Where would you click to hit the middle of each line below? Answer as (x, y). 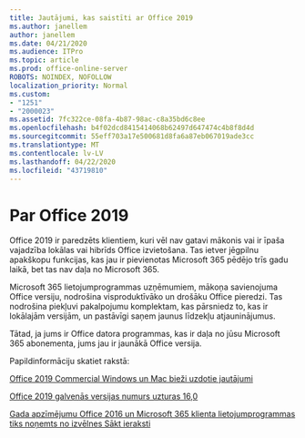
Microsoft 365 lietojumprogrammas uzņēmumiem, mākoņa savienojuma (144, 287)
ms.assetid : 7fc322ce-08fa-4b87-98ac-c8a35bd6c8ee (107, 119)
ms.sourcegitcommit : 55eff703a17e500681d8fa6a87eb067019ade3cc (132, 137)
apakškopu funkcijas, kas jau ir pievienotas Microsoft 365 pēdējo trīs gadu (149, 260)
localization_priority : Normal (69, 86)
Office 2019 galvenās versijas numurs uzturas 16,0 (104, 396)
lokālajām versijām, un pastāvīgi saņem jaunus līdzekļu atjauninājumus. (142, 316)
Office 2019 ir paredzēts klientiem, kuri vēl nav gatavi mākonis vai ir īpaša (147, 240)
